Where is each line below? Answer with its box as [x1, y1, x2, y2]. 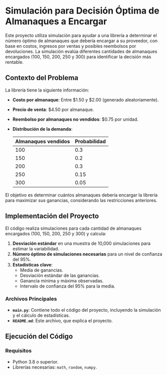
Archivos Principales [5, 296, 57, 303]
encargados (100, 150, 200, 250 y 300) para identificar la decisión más [5, 53, 151, 60]
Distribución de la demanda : [12, 126, 73, 132]
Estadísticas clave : [12, 261, 53, 267]
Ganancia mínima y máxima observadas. [20, 277, 104, 284]
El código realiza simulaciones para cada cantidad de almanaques [5, 225, 142, 231]
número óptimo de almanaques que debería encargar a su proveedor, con [5, 38, 158, 44]
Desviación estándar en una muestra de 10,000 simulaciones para [12, 240, 151, 246]
